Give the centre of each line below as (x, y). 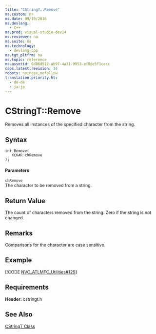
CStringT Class (20, 326)
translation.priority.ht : (31, 78)
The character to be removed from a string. (49, 186)
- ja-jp (17, 87)
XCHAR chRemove (27, 155)
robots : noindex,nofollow (31, 73)
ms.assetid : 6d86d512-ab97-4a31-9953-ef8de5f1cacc (58, 64)
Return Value (25, 201)
